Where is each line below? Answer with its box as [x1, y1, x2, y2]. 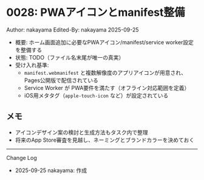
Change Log [6, 154, 38, 161]
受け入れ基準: [15, 61, 49, 69]
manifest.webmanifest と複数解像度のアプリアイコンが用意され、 [24, 69, 187, 76]
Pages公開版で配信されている [24, 77, 99, 84]
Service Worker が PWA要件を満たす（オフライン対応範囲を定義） [24, 84, 190, 91]
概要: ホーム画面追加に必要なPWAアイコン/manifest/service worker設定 [15, 38, 194, 46]
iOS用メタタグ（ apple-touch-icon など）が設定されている [24, 92, 169, 99]
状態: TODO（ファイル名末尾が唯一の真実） [15, 54, 124, 61]
